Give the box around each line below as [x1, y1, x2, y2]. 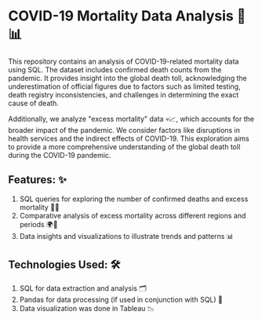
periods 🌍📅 [19, 219, 58, 229]
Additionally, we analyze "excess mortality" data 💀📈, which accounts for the [8, 114, 255, 123]
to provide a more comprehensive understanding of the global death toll [8, 141, 241, 152]
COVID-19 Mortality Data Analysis [8, 7, 234, 25]
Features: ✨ [8, 173, 67, 187]
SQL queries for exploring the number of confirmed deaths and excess [19, 194, 249, 203]
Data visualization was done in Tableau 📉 [19, 303, 155, 313]
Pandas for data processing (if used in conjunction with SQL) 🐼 [19, 295, 224, 304]
